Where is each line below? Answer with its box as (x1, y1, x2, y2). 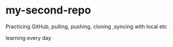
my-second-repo (5, 4, 91, 17)
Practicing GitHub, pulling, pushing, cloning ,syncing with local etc (5, 23, 167, 30)
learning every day (5, 34, 52, 41)
